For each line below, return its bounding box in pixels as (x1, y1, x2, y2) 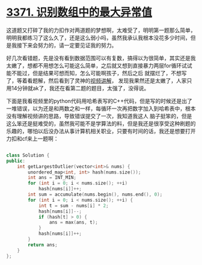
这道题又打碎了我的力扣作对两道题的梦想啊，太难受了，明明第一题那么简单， (6, 26, 196, 34)
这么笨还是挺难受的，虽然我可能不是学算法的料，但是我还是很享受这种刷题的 (6, 120, 196, 127)
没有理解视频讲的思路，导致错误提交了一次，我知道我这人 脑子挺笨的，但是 (6, 112, 192, 119)
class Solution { (6, 152, 50, 158)
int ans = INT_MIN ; (28, 175, 77, 181)
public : (6, 158, 26, 164)
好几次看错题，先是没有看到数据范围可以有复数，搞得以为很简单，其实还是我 (6, 54, 196, 61)
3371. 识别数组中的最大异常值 (6, 5, 152, 19)
